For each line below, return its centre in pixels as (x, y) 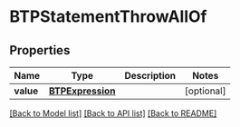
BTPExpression (82, 91)
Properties (40, 50)
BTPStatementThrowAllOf (108, 17)
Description (150, 76)
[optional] (205, 91)
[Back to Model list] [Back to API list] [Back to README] (113, 113)
